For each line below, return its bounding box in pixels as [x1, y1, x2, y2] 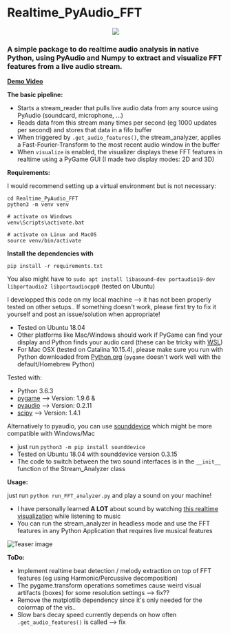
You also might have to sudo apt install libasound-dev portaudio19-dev [7, 275, 216, 283]
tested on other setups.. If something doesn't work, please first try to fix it [7, 303, 217, 311]
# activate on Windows [7, 214, 72, 220]
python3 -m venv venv [7, 201, 70, 208]
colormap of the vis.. [17, 603, 76, 612]
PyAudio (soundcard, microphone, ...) [17, 112, 124, 120]
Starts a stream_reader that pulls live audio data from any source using [17, 104, 218, 112]
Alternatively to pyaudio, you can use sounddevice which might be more [7, 422, 212, 430]
